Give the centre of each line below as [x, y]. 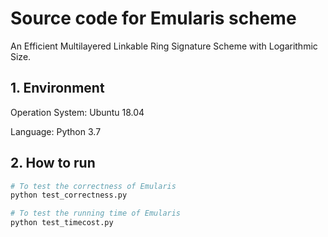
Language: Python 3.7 [56, 131]
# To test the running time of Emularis [96, 213]
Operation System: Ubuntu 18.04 [77, 112]
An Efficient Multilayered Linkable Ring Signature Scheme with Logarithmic [164, 46]
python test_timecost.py [62, 223]
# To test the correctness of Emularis [93, 186]
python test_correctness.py [69, 195]
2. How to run [53, 163]
